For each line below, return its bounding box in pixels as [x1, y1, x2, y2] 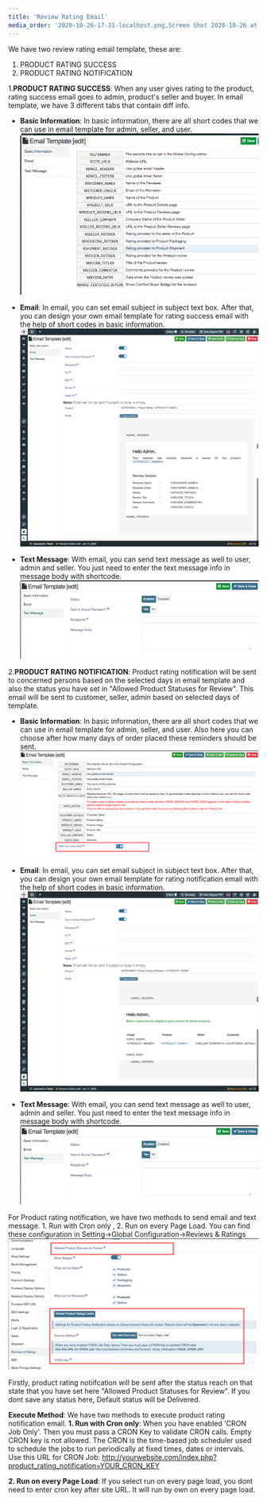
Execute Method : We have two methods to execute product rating [8, 1410, 225, 1420]
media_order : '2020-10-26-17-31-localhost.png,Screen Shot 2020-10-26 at [8, 21, 258, 29]
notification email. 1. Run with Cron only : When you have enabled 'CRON [8, 1418, 247, 1429]
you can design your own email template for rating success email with [19, 311, 249, 320]
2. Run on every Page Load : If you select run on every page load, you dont [8, 1477, 253, 1486]
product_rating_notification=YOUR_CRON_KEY [8, 1461, 161, 1471]
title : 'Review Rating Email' [8, 13, 109, 21]
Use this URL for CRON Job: [8, 1453, 101, 1462]
